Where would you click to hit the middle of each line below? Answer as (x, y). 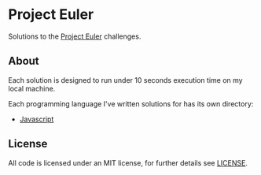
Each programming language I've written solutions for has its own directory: (131, 103)
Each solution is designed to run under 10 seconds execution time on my (125, 80)
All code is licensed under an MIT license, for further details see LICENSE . (128, 162)
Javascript (37, 119)
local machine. (32, 88)
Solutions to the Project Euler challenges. (75, 36)
